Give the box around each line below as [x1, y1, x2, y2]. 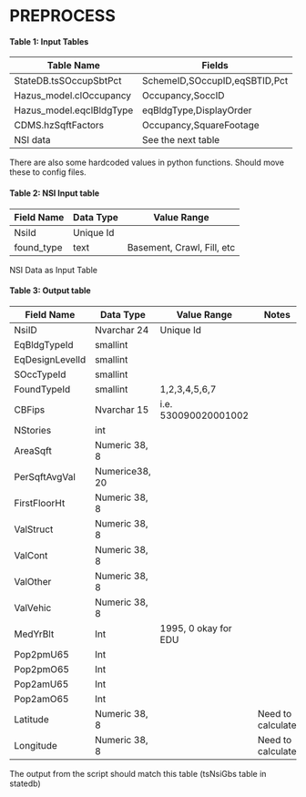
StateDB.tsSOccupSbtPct [14, 75, 122, 87]
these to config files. [9, 167, 87, 178]
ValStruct [14, 523, 54, 536]
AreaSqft [14, 444, 52, 456]
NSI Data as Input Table [9, 264, 98, 275]
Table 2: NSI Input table [9, 188, 100, 199]
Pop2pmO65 [14, 662, 70, 675]
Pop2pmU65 [14, 648, 70, 660]
